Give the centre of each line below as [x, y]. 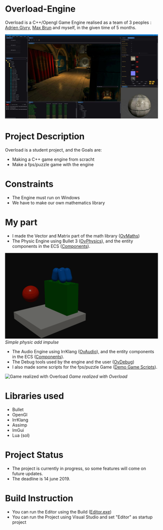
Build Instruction [39, 498]
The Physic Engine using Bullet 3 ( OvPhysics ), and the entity [73, 241]
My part [21, 222]
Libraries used [34, 396]
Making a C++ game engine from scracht [53, 159]
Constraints [29, 184]
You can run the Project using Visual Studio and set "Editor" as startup [82, 517]
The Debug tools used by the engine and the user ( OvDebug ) [73, 362]
